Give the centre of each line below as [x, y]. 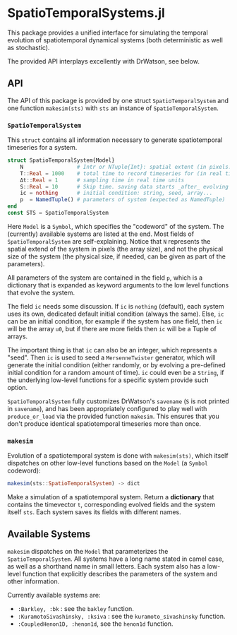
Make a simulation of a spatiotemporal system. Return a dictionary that [111, 497]
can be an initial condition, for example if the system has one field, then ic [115, 321]
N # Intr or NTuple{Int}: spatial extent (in [113, 167]
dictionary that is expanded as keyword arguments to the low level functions [118, 285]
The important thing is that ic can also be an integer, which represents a [112, 350]
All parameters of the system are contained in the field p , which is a [105, 278]
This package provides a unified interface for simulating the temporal [108, 32]
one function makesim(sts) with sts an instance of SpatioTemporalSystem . [113, 108]
